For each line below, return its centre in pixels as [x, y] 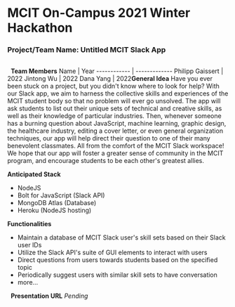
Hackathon [40, 28]
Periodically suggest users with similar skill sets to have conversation [117, 275]
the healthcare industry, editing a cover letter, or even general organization [115, 131]
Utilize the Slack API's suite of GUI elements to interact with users [112, 252]
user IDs [29, 244]
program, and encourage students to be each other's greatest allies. [106, 160]
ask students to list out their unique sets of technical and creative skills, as [115, 108]
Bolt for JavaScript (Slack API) [61, 195]
